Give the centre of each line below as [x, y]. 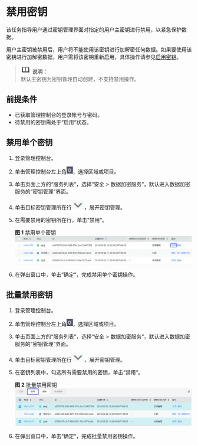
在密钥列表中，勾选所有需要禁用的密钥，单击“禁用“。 [79, 372]
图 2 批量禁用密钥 [36, 385]
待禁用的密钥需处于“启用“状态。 [53, 122]
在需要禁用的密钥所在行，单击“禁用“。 [61, 220]
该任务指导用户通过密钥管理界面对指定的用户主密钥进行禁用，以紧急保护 [94, 30]
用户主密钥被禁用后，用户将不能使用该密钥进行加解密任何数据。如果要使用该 [99, 49]
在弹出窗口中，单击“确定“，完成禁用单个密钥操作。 [76, 274]
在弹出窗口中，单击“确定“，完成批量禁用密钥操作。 [76, 436]
